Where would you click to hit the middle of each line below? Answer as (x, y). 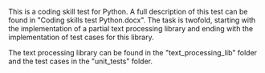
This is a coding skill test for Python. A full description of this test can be (128, 12)
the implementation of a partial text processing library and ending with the (131, 28)
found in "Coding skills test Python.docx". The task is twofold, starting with (132, 20)
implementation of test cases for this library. (81, 37)
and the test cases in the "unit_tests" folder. (80, 61)
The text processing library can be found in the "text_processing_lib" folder (133, 53)
